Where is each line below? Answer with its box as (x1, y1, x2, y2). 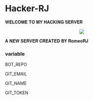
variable (5, 50, 25, 57)
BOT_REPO (5, 61, 27, 67)
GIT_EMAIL (5, 71, 27, 77)
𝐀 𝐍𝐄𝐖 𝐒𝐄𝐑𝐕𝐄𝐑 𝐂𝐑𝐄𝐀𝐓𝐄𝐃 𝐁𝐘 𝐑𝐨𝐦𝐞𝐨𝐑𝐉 (5, 38, 89, 44)
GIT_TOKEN (5, 90, 28, 96)
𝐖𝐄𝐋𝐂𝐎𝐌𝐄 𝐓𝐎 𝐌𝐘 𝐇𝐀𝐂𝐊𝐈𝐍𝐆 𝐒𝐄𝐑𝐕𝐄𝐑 (5, 19, 83, 25)
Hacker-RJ (5, 3, 50, 14)
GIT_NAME (5, 80, 27, 86)
